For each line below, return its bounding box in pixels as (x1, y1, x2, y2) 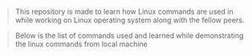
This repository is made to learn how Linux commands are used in (14, 7, 234, 16)
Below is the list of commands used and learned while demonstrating (14, 31, 244, 40)
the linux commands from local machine (14, 39, 148, 49)
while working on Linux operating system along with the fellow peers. (14, 15, 245, 25)
